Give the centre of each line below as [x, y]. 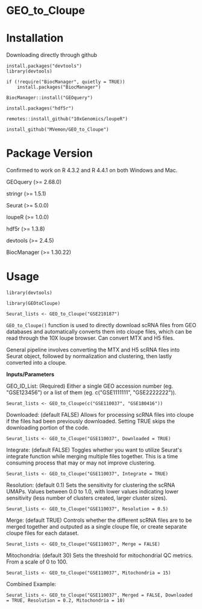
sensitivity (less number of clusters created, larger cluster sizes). [87, 498]
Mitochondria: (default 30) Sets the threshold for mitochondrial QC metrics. [99, 555]
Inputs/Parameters [30, 374]
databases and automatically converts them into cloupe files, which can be [99, 331]
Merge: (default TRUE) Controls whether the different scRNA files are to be [99, 520]
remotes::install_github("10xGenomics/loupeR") [67, 119]
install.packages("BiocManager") [59, 87]
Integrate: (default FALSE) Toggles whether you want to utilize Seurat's [94, 450]
